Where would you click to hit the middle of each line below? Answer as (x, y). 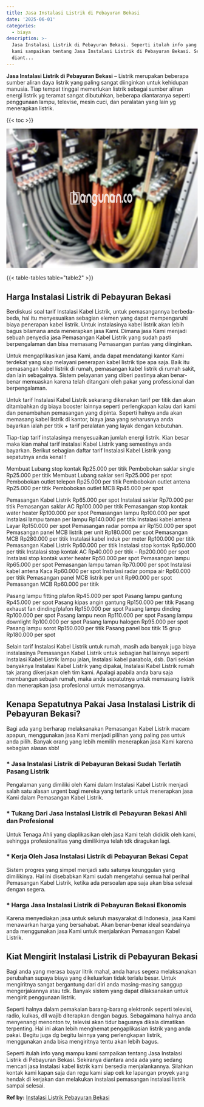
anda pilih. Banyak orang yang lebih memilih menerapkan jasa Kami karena (100, 741)
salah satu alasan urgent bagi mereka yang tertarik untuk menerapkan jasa (100, 791)
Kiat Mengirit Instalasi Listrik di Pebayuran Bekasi (102, 957)
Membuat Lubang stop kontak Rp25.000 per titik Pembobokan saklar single (100, 469)
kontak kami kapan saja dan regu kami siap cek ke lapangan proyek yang (98, 1072)
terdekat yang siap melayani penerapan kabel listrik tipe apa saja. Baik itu (98, 362)
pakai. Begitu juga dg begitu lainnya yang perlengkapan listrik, (84, 1035)
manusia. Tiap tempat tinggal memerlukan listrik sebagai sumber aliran (95, 89)
